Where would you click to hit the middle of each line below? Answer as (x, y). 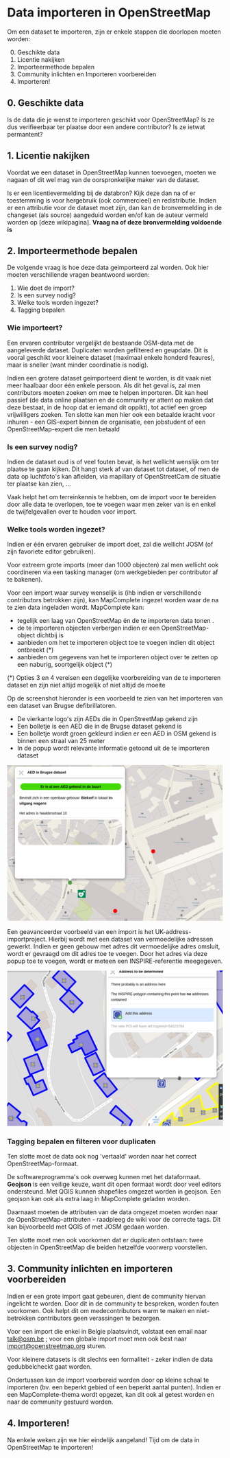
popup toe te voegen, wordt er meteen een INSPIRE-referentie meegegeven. (115, 961)
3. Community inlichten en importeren (90, 1269)
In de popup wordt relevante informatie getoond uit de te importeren (113, 748)
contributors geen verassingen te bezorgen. (99, 1318)
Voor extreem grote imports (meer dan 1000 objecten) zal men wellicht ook (113, 565)
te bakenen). (25, 580)
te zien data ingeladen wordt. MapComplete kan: (76, 607)
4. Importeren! (38, 1423)
